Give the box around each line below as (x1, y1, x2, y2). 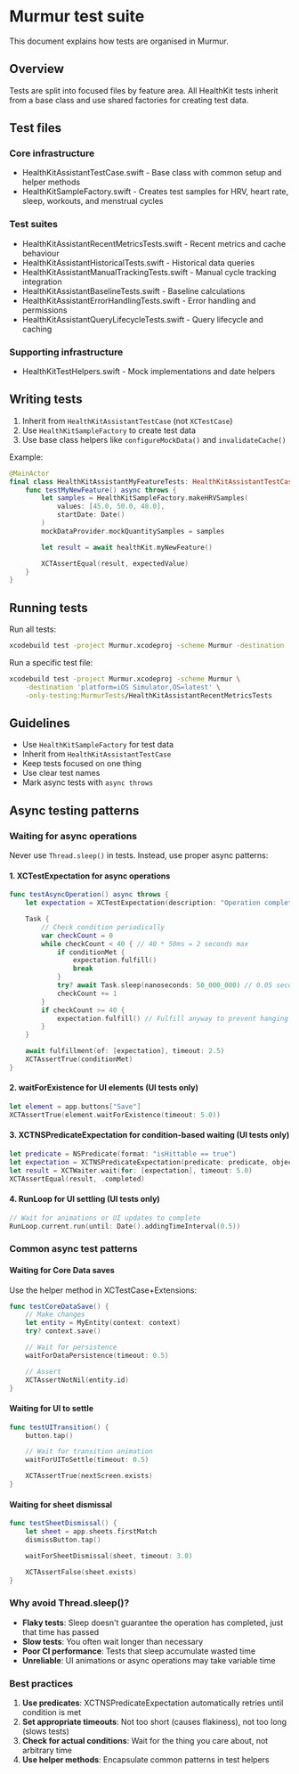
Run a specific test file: (9, 658, 93, 668)
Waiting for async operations (9, 830, 138, 842)
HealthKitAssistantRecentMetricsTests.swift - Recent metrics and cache (21, 238, 287, 249)
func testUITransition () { (9, 1423, 109, 1432)
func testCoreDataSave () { (9, 1302, 109, 1311)
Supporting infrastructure (9, 346, 124, 358)
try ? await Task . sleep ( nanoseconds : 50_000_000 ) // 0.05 (56, 981, 273, 990)
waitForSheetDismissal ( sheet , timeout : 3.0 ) (25, 1551, 193, 1560)
